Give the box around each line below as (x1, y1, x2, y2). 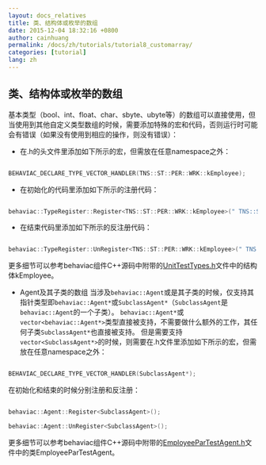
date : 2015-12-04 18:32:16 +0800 (8, 26, 119, 34)
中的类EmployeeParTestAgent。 (14, 448, 120, 457)
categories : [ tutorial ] (8, 48, 87, 56)
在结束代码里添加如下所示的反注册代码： (19, 223, 152, 232)
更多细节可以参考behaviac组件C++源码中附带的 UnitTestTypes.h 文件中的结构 (8, 261, 257, 271)
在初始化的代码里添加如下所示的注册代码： (19, 184, 159, 194)
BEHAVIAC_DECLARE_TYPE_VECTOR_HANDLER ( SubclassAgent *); (8, 370, 196, 378)
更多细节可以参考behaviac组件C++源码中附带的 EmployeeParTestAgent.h (8, 437, 245, 447)
